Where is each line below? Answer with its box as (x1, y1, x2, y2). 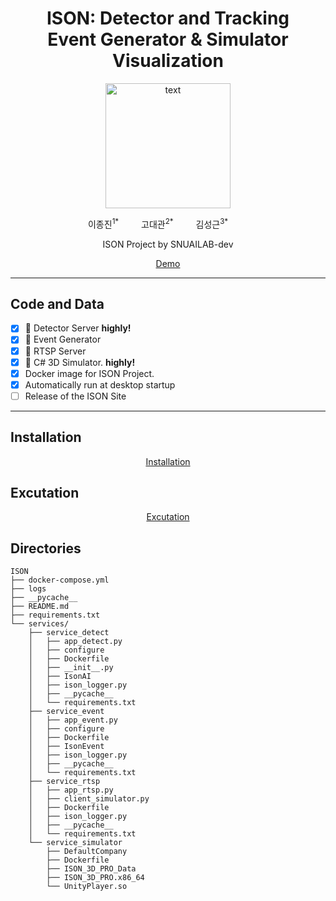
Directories (10, 540, 82, 557)
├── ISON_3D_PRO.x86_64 (46, 873, 145, 883)
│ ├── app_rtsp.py (28, 785, 114, 796)
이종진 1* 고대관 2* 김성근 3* (87, 216, 229, 230)
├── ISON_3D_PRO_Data (46, 864, 137, 874)
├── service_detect (28, 628, 110, 638)
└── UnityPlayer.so (46, 882, 128, 892)
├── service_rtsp (28, 777, 101, 787)
